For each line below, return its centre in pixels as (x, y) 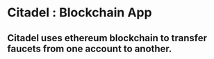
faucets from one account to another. (90, 48)
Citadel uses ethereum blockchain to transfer (107, 38)
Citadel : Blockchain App (80, 13)
